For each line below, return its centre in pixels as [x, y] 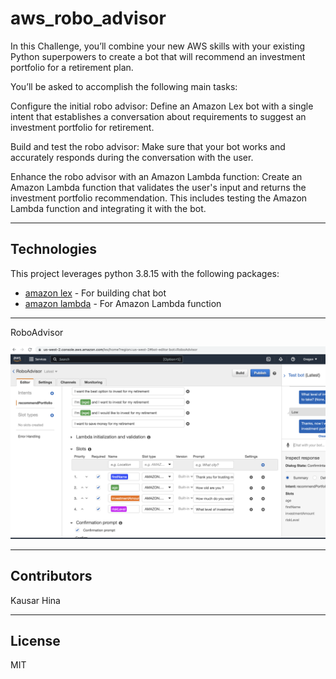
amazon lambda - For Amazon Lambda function [123, 303]
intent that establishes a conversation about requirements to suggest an [158, 116]
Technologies [54, 249]
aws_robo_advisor [88, 18]
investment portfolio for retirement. [82, 127]
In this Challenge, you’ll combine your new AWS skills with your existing [158, 46]
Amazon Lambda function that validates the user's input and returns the [158, 187]
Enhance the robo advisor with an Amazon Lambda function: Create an [156, 176]
